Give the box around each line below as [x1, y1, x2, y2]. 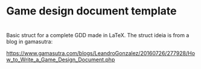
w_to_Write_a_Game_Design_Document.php [6, 56, 115, 64]
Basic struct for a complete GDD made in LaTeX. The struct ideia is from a [6, 32, 190, 39]
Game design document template [6, 4, 177, 18]
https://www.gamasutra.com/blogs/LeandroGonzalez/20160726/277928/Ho [6, 50, 195, 57]
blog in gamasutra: [6, 38, 53, 46]
